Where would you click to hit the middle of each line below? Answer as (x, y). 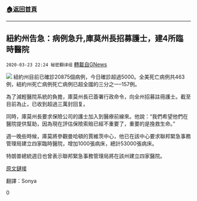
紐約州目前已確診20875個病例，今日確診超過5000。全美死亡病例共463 (99, 77)
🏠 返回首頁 (22, 9)
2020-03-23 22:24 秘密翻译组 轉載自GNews (57, 64)
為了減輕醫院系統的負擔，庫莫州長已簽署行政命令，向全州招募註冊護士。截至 (98, 97)
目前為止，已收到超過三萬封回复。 (47, 104)
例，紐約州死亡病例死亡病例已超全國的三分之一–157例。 (73, 84)
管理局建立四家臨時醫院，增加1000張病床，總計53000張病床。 (81, 144)
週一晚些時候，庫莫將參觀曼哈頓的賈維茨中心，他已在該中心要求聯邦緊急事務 (98, 137)
